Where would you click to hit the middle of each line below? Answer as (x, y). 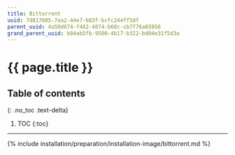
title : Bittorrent (34, 14)
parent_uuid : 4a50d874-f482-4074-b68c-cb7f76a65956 (84, 27)
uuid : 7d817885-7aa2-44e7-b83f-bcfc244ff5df (73, 20)
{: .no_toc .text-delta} (38, 110)
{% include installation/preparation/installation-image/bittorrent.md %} (109, 144)
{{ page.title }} (50, 68)
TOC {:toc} (33, 124)
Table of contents (46, 93)
